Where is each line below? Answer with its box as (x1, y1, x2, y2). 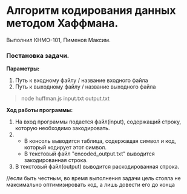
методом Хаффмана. (6, 16, 119, 30)
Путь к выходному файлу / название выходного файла (15, 83, 156, 90)
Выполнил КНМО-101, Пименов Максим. (6, 36, 111, 43)
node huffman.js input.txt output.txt (21, 95, 110, 102)
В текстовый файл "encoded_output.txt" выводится (24, 150, 156, 157)
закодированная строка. (24, 157, 88, 164)
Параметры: (6, 65, 40, 72)
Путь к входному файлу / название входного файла (15, 77, 148, 84)
